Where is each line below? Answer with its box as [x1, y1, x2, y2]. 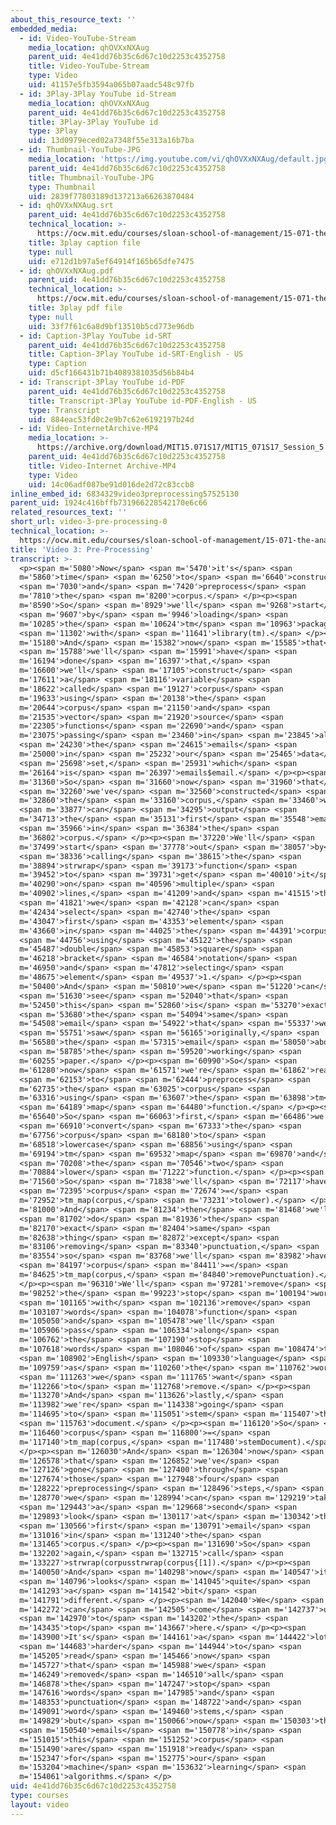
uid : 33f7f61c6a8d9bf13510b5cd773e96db [28, 321, 195, 331]
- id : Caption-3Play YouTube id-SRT [19, 331, 172, 341]
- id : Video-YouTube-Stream [19, 33, 137, 43]
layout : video [10, 1799, 70, 1810]
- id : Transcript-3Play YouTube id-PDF [19, 377, 186, 387]
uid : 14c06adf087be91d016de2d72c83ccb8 [28, 479, 195, 490]
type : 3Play [28, 126, 78, 136]
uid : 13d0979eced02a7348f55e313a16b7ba [28, 136, 195, 146]
